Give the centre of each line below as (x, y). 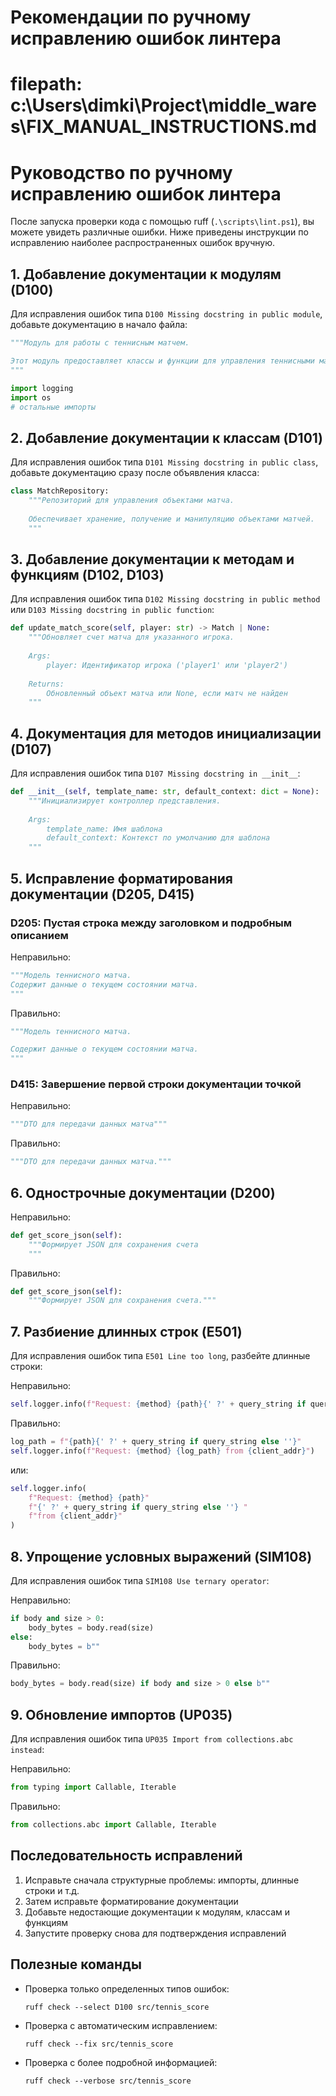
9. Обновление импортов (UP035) (121, 1714)
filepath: (46, 84)
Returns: (46, 684)
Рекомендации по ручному (131, 17)
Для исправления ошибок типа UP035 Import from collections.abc (152, 1739)
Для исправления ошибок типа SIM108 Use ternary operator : (140, 1580)
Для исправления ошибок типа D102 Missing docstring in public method (165, 599)
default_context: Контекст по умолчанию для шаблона (158, 838)
